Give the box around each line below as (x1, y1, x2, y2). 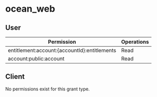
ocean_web (5, 3, 55, 15)
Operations (121, 39, 149, 45)
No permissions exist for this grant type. (5, 86, 90, 92)
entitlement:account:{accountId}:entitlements (8, 47, 117, 54)
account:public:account (8, 55, 65, 62)
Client (5, 72, 25, 81)
